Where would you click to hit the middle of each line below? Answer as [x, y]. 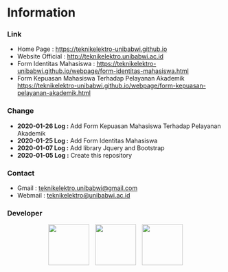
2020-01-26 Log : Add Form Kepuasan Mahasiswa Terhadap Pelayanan [119, 126]
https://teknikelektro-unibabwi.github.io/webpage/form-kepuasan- [111, 86]
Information [41, 13]
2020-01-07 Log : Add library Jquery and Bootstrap [91, 148]
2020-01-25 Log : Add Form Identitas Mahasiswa [87, 140]
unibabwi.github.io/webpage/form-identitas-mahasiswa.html [103, 71]
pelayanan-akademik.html [54, 93]
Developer [25, 213]
